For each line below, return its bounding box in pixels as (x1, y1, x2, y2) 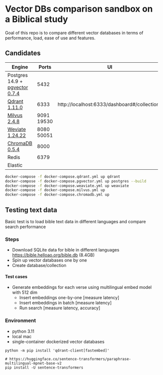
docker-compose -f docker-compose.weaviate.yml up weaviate (5, 183, 130, 188)
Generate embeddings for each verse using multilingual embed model (12, 285, 152, 290)
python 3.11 (12, 328, 35, 334)
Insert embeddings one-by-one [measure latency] (19, 295, 120, 301)
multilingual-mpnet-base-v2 (5, 361, 62, 366)
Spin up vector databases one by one (12, 257, 87, 263)
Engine (11, 63, 28, 70)
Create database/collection (12, 263, 66, 268)
